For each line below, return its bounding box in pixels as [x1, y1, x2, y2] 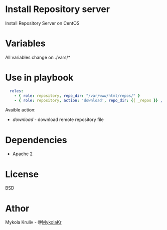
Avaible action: [5, 107, 36, 113]
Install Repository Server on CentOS [5, 20, 80, 26]
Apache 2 [12, 151, 33, 157]
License [5, 168, 39, 180]
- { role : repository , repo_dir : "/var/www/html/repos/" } [14, 93, 140, 98]
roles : [10, 88, 24, 93]
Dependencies [5, 134, 67, 146]
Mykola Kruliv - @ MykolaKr [5, 219, 62, 225]
